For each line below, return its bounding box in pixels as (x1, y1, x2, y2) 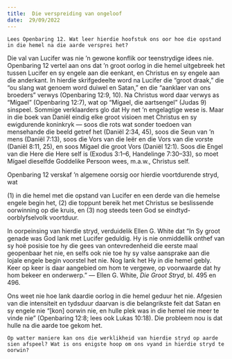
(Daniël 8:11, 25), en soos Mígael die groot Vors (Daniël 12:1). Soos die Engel (7, 142, 224, 150)
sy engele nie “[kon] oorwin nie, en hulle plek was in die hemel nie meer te (7, 306, 220, 315)
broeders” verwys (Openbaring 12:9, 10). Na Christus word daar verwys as (7, 91, 220, 99)
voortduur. (49, 213, 80, 222)
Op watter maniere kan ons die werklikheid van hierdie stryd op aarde (7, 334, 218, 342)
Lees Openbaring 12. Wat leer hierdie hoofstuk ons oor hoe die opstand (7, 35, 222, 42)
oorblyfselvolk (7, 213, 48, 222)
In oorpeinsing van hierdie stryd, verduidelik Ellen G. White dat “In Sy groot (7, 227, 220, 235)
